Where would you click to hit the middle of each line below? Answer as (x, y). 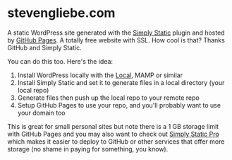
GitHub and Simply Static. (45, 47)
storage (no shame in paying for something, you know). (88, 149)
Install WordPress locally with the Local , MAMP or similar (100, 75)
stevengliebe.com (61, 13)
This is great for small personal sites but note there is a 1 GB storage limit (113, 126)
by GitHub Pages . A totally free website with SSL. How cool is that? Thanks (116, 40)
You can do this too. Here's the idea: (60, 61)
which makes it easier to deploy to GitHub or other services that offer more (116, 141)
